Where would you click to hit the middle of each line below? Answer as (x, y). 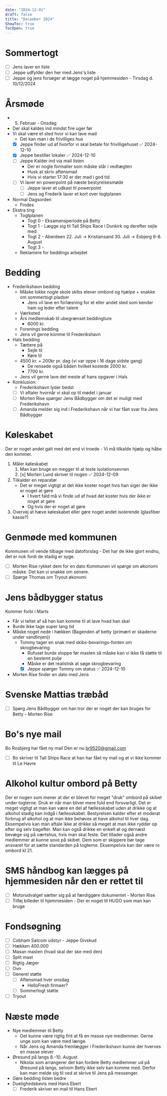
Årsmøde (25, 104)
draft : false (19, 14)
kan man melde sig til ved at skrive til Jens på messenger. (79, 1073)
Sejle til (35, 350)
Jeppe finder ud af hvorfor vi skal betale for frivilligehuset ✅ (82, 144)
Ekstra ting (23, 210)
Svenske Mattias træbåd (57, 694)
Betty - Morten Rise (33, 714)
